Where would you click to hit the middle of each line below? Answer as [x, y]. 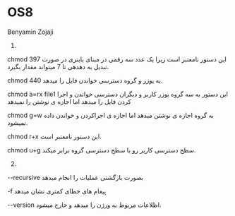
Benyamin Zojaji [31, 32]
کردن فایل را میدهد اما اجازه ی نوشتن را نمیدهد [70, 101]
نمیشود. [18, 122]
